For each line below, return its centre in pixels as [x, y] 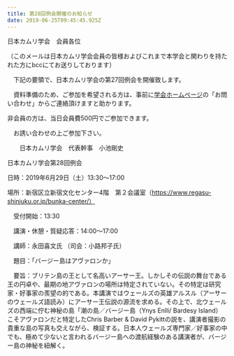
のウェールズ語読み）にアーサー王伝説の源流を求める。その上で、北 [105, 301]
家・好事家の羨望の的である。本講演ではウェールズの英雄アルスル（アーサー [117, 293]
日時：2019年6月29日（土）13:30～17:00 [66, 177]
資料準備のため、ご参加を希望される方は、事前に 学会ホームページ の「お [117, 94]
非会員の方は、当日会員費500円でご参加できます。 [80, 118]
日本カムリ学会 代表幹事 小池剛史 [71, 148]
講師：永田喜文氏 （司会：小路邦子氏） [69, 245]
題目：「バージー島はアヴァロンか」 [64, 260]
